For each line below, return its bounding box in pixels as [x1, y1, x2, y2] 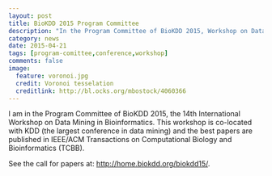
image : [8, 65, 31, 73]
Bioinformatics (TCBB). [8, 143, 85, 153]
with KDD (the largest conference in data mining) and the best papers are [8, 126, 253, 136]
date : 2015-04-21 [8, 42, 67, 50]
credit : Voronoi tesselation [15, 79, 114, 87]
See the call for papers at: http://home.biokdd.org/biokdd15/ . [8, 159, 210, 169]
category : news [8, 34, 60, 43]
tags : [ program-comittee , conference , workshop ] [8, 49, 168, 57]
